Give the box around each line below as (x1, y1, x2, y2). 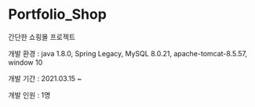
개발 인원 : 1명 (8, 90, 51, 99)
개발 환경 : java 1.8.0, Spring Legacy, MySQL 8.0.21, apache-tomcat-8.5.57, (8, 48, 247, 58)
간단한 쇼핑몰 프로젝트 (8, 32, 76, 41)
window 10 (8, 57, 43, 67)
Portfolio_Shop (8, 5, 107, 23)
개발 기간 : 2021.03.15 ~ (8, 73, 82, 83)
